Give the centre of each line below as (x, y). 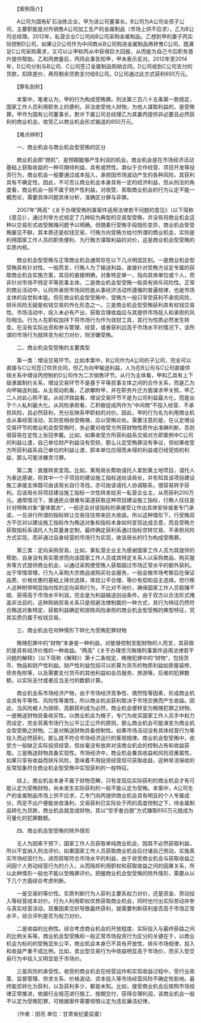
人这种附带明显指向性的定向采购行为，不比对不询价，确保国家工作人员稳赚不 (100, 587)
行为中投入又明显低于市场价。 (48, 958)
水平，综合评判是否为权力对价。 (45, 916)
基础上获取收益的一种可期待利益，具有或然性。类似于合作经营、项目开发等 (98, 167)
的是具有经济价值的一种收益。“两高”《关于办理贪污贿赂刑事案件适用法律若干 (100, 650)
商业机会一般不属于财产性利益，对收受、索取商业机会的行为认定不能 (106, 190)
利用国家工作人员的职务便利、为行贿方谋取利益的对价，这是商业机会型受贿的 (100, 240)
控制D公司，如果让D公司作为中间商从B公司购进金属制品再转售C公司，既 (100, 44)
